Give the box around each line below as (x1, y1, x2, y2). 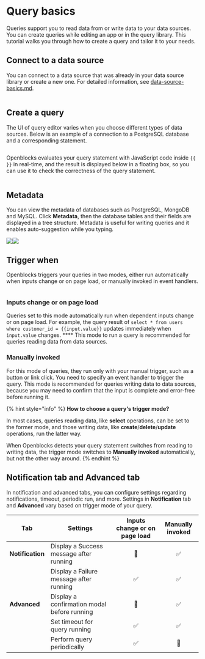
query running (50, 625, 92, 633)
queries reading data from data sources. (6, 338, 108, 345)
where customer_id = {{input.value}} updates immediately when (6, 325, 171, 333)
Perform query (50, 635, 93, 643)
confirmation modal (50, 600, 107, 608)
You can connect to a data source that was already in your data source (6, 72, 184, 79)
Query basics (6, 4, 76, 18)
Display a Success (50, 542, 103, 550)
